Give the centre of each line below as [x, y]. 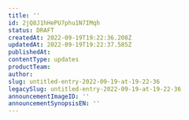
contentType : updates [44, 60]
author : [21, 74]
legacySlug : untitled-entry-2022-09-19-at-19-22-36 [94, 89]
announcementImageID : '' [49, 96]
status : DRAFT [31, 30]
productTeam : [30, 67]
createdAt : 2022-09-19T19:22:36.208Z [70, 37]
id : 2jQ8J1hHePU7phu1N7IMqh [54, 23]
